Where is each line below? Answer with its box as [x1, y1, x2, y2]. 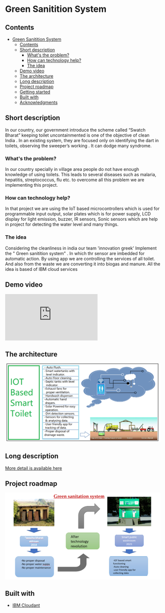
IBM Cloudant [12, 603, 40, 609]
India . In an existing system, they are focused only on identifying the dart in [5, 137, 159, 143]
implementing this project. [5, 182, 58, 188]
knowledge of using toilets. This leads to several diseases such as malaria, [5, 172, 157, 178]
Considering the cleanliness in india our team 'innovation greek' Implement [5, 245, 157, 251]
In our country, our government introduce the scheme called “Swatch [5, 127, 146, 133]
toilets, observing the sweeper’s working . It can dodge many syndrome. [5, 143, 152, 149]
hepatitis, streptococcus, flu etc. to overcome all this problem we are [5, 177, 144, 183]
